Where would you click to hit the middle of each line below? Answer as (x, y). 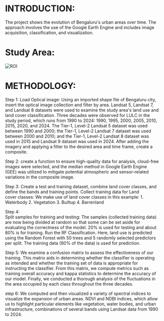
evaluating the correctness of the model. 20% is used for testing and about (81, 227)
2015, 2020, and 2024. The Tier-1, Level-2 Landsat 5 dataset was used (76, 125)
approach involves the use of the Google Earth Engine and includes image (80, 27)
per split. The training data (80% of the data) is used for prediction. (73, 243)
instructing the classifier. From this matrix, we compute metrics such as (77, 268)
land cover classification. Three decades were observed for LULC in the (78, 115)
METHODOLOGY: (40, 86)
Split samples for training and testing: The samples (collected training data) (81, 217)
